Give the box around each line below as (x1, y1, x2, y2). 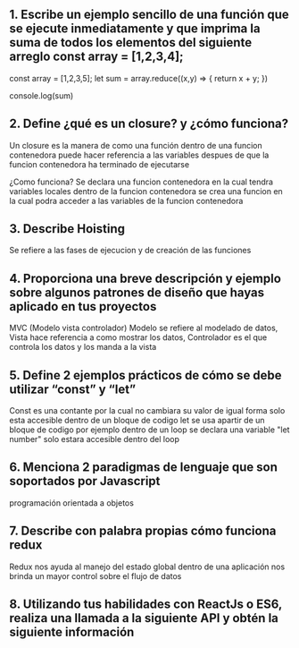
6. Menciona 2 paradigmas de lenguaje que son (9, 460, 278, 475)
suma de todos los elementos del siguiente (9, 35, 253, 50)
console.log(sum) (9, 90, 74, 101)
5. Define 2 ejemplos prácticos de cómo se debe (9, 367, 283, 383)
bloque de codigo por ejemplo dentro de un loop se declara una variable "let (9, 424, 290, 435)
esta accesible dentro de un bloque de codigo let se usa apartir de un (9, 415, 265, 426)
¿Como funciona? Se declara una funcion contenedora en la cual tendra (9, 176, 274, 187)
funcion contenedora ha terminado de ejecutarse (9, 158, 190, 169)
